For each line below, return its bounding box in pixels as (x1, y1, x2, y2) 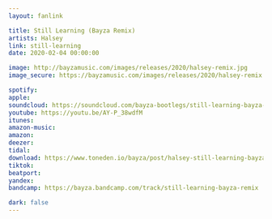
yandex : (8, 176, 35, 185)
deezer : (8, 139, 35, 147)
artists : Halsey (8, 34, 63, 42)
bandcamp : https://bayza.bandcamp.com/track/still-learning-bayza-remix (8, 184, 259, 192)
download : (8, 153, 42, 162)
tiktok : (8, 161, 35, 170)
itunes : (8, 116, 35, 124)
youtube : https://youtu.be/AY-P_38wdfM (8, 109, 143, 117)
